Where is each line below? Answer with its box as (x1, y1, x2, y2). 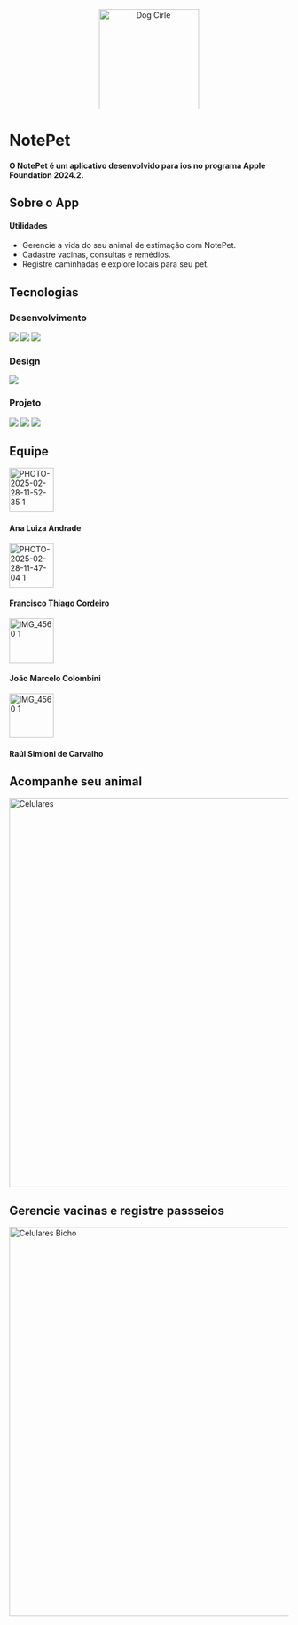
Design (9, 355, 41, 367)
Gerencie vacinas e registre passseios (9, 1203, 224, 1218)
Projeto (9, 397, 42, 409)
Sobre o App (9, 196, 80, 211)
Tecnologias (9, 285, 79, 300)
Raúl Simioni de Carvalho (9, 748, 104, 759)
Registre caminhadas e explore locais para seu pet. (21, 259, 210, 269)
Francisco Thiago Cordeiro (9, 598, 110, 608)
